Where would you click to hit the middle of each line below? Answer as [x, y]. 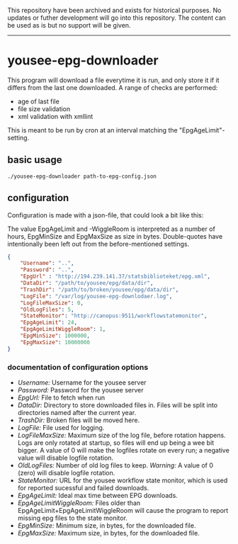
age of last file [39, 101]
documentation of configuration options [78, 367]
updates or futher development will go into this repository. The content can [117, 18]
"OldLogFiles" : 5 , [47, 310]
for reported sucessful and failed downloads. [83, 487]
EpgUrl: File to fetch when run [61, 397]
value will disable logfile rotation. [66, 458]
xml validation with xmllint [55, 116]
